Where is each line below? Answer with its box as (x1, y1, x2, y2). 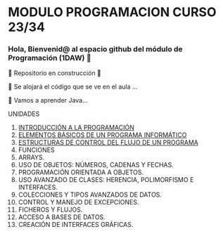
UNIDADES (8, 110, 40, 118)
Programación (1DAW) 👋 (8, 53, 91, 63)
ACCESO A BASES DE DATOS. (18, 213, 106, 221)
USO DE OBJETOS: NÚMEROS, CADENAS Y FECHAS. (18, 161, 174, 169)
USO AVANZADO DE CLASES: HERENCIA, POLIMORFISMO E (18, 176, 194, 184)
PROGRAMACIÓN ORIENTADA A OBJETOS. (18, 168, 144, 176)
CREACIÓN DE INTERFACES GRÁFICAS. (18, 221, 134, 229)
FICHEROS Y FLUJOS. (18, 205, 83, 214)
